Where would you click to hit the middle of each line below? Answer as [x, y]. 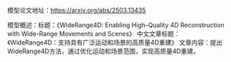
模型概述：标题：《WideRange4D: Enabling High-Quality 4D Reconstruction [116, 25]
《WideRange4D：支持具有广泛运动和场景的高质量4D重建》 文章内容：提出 [115, 42]
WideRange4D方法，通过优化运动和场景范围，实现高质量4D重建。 [104, 51]
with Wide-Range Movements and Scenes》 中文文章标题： [94, 34]
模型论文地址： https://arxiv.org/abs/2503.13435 [77, 10]
